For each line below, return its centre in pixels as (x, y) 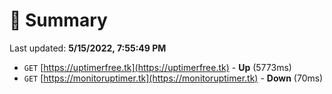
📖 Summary (58, 20)
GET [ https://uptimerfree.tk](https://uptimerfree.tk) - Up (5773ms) (157, 67)
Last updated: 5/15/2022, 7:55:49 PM (88, 48)
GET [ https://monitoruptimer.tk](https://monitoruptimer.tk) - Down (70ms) (173, 78)
